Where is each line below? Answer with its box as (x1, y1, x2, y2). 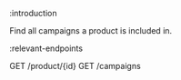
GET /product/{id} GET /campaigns (9, 61, 141, 71)
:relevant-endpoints (9, 43, 84, 54)
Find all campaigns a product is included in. (9, 25, 173, 35)
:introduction (9, 8, 57, 18)
